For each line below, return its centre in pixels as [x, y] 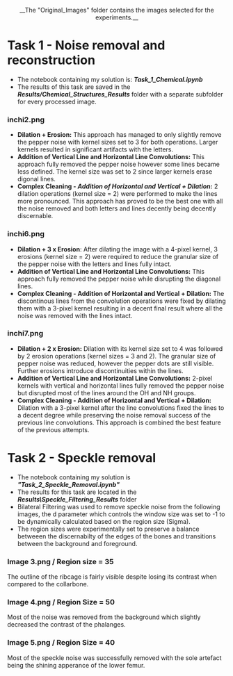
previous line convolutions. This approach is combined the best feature [119, 422]
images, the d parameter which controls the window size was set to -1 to [121, 514]
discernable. [35, 216]
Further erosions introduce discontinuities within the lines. [100, 370]
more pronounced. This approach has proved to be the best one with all [120, 201]
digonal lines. [36, 179]
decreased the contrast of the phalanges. [67, 625]
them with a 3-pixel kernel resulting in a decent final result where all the [120, 308]
